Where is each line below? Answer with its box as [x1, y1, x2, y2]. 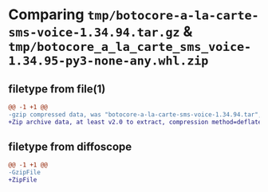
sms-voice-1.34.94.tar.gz [8, 25, 180, 41]
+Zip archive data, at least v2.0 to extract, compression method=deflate [8, 118, 262, 126]
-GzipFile [8, 169, 41, 177]
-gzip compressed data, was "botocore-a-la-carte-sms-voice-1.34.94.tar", [8, 110, 262, 119]
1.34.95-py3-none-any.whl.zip [8, 53, 209, 69]
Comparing [8, 6, 85, 24]
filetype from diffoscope [8, 140, 132, 154]
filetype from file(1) [8, 82, 106, 96]
